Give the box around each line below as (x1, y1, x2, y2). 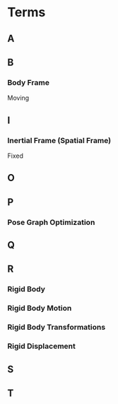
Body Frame (7, 77, 49, 87)
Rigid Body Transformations (7, 323, 106, 333)
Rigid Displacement (7, 341, 76, 351)
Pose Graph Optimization (7, 217, 95, 227)
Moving (7, 93, 30, 103)
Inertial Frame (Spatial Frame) (7, 135, 112, 145)
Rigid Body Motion (7, 304, 72, 313)
